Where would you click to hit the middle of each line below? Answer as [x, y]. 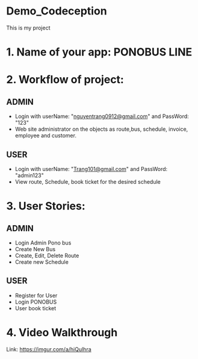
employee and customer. [46, 136]
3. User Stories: [46, 206]
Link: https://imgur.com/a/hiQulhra [49, 349]
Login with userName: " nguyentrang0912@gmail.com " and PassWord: [102, 116]
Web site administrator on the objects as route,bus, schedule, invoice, [101, 129]
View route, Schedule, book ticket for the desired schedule [88, 181]
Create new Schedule [42, 262]
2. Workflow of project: [65, 80]
